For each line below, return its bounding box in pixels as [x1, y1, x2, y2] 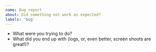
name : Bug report [5, 7, 42, 13]
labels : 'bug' [5, 17, 36, 22]
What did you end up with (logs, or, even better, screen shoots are [12, 36, 151, 42]
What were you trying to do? [12, 31, 72, 37]
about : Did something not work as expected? [5, 12, 101, 17]
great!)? [12, 41, 29, 47]
